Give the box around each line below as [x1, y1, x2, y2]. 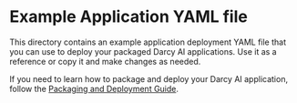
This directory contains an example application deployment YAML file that [9, 36, 287, 47]
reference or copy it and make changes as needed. [9, 56, 201, 67]
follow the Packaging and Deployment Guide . [9, 83, 179, 94]
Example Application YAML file [9, 6, 248, 27]
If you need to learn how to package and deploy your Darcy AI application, [9, 73, 289, 84]
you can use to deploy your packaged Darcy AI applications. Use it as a [9, 46, 277, 57]
